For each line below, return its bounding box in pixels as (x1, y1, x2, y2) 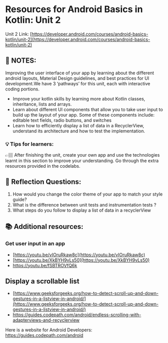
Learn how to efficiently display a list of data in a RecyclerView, (12, 122, 144, 128)
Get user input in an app (5, 240, 65, 247)
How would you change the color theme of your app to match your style (12, 191, 163, 197)
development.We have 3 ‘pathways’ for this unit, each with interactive (5, 80, 150, 86)
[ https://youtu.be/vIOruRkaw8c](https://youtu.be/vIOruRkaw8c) (12, 252, 146, 258)
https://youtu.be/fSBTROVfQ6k (12, 262, 77, 268)
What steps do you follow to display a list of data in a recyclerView (12, 207, 151, 213)
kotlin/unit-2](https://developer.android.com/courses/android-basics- (5, 36, 150, 42)
